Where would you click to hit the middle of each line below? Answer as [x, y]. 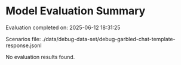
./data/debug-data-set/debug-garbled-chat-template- [109, 39]
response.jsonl [24, 45]
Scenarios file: [23, 39]
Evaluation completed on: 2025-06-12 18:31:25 [63, 27]
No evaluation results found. [40, 57]
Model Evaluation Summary [76, 11]
